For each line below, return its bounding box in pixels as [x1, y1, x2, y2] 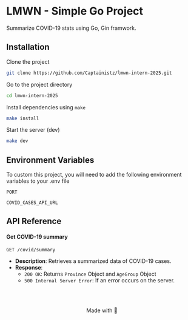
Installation [6, 42, 50, 52]
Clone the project [6, 58, 50, 65]
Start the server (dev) [6, 126, 60, 134]
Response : [15, 264, 43, 271]
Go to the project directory [6, 81, 73, 88]
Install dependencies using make [6, 103, 86, 111]
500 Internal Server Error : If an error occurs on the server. [24, 276, 175, 284]
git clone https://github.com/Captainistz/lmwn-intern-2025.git [6, 70, 172, 76]
